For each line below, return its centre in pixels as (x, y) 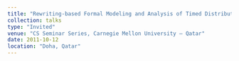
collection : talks (34, 20)
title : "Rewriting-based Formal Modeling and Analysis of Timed (105, 14)
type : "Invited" (31, 27)
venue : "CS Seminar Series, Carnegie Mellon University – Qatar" (106, 33)
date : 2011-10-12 (33, 40)
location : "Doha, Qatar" (44, 46)
